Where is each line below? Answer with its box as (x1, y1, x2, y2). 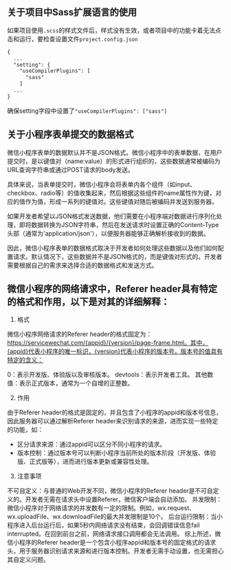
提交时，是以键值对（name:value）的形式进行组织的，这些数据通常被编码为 (7, 157, 221, 165)
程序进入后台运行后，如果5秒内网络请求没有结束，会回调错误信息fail (7, 521, 200, 529)
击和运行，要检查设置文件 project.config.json (7, 34, 139, 43)
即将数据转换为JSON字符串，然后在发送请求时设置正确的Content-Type (19, 220, 219, 229)
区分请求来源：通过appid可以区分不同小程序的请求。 (16, 440, 166, 449)
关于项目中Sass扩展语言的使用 (7, 6, 137, 19)
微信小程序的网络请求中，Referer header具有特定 (7, 283, 218, 295)
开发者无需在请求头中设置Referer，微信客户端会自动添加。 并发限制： (25, 495, 223, 504)
